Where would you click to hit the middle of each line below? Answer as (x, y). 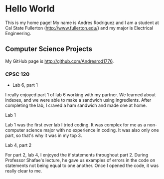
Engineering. (18, 33)
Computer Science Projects (49, 49)
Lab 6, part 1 (25, 85)
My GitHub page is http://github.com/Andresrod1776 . (60, 61)
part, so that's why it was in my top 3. (44, 135)
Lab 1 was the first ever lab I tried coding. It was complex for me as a (76, 125)
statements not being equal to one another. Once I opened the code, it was (82, 165)
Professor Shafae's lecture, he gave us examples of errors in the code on (80, 160)
